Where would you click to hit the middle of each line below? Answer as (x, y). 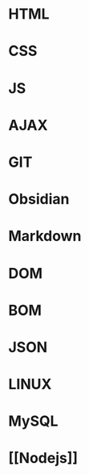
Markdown (45, 236)
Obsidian (39, 199)
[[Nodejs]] (43, 458)
